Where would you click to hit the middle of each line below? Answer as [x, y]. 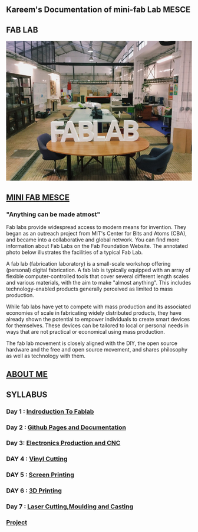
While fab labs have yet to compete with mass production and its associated [99, 307]
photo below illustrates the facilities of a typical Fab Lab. [75, 252]
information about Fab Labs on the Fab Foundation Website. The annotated [97, 246]
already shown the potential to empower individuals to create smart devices [98, 319]
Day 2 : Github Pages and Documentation [66, 427]
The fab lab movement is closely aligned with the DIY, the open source [92, 343]
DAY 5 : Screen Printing [40, 475]
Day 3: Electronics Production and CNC [63, 443]
